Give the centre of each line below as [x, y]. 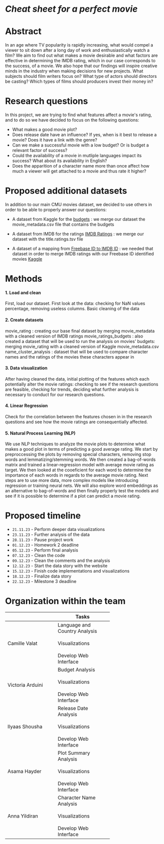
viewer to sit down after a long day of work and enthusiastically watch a [77, 50]
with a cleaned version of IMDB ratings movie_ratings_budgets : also [74, 336]
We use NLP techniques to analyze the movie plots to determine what [75, 444]
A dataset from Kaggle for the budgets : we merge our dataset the [79, 219]
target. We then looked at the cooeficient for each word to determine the [78, 470]
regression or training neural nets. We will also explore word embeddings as [82, 485]
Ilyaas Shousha [25, 727]
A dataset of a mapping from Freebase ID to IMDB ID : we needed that [82, 249]
